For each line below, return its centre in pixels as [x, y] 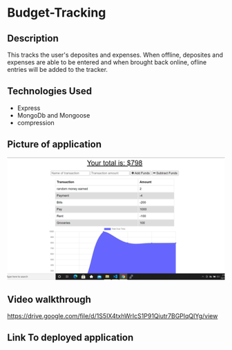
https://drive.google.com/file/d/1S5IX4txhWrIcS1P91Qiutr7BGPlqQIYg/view [113, 315]
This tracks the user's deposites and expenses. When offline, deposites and [115, 55]
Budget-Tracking [57, 13]
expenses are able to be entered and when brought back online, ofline [107, 62]
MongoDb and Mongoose [54, 115]
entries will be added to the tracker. [58, 70]
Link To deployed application [70, 338]
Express [29, 108]
